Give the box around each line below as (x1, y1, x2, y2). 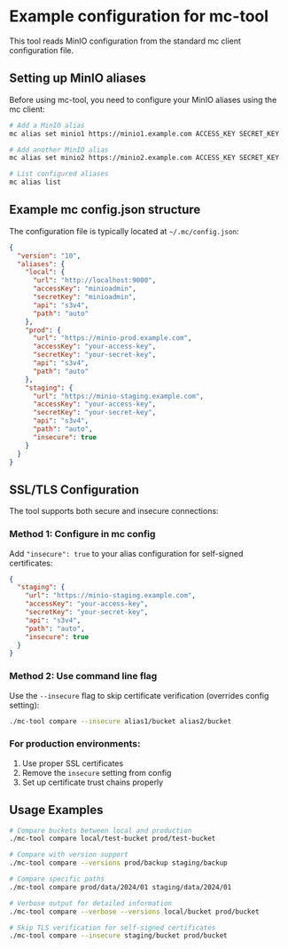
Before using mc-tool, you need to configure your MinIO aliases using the (9, 94, 277, 105)
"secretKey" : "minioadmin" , (32, 293, 137, 302)
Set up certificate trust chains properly (21, 777, 164, 787)
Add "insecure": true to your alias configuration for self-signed (9, 548, 244, 558)
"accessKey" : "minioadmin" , (32, 284, 137, 294)
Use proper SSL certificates (21, 757, 124, 769)
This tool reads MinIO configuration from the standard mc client (9, 36, 242, 46)
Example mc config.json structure (9, 202, 201, 217)
